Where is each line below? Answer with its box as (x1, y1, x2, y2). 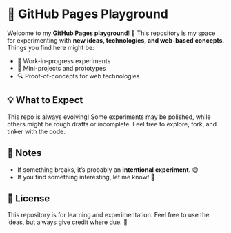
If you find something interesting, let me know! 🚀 (17, 173, 155, 181)
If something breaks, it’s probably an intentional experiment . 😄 (17, 165, 199, 174)
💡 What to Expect (7, 94, 83, 106)
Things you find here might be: (7, 43, 94, 52)
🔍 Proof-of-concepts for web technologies (17, 71, 140, 80)
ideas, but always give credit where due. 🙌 (7, 218, 128, 226)
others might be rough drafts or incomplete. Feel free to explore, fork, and (7, 120, 217, 128)
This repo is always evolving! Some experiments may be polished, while (7, 113, 212, 121)
